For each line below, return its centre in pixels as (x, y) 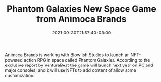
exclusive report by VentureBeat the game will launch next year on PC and (79, 65)
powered (14, 60)
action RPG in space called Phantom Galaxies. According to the (87, 60)
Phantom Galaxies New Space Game (81, 9)
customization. (20, 75)
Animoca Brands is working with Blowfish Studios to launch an (67, 55)
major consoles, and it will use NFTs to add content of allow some (71, 70)
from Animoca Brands (81, 19)
